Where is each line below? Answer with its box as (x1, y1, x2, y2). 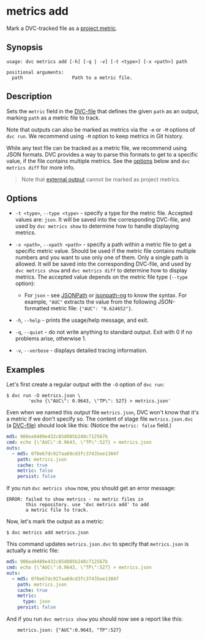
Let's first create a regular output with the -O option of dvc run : (6, 381, 165, 388)
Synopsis (6, 42, 43, 53)
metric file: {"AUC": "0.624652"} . (51, 305, 133, 312)
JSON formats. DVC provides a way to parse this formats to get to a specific (6, 151, 198, 158)
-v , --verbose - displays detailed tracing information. (15, 347, 148, 354)
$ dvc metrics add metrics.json (6, 529, 89, 536)
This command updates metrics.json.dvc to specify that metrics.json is (6, 540, 189, 548)
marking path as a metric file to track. (6, 114, 101, 121)
